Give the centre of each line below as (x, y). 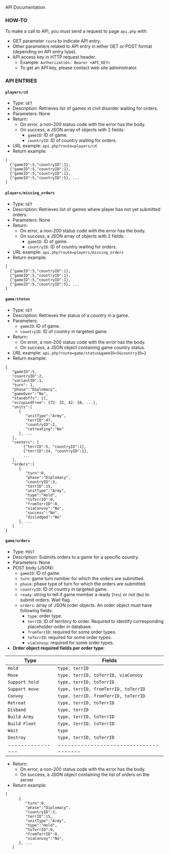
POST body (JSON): (33, 568)
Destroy (17, 738)
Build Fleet (22, 724)
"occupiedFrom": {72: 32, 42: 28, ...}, (55, 402)
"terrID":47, (39, 420)
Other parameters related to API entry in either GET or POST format (82, 46)
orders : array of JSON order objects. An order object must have (86, 605)
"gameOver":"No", (30, 394)
